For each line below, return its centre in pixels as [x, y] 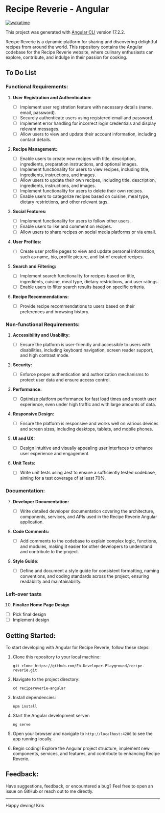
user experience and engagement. [55, 454]
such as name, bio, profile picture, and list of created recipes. [82, 257]
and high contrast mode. [45, 355]
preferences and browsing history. [55, 312]
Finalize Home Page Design [41, 605]
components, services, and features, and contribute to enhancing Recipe [86, 754]
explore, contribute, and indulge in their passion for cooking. [67, 57]
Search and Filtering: [35, 267]
